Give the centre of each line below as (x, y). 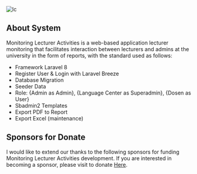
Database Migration (39, 80)
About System (34, 28)
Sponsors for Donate (46, 138)
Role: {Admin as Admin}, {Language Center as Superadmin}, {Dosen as (103, 93)
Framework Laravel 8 (41, 67)
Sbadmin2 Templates (41, 105)
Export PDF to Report (41, 112)
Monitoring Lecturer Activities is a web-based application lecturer (87, 43)
